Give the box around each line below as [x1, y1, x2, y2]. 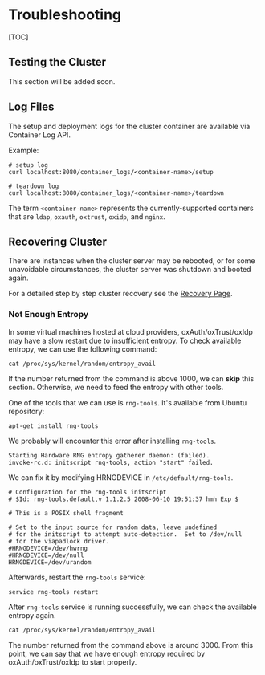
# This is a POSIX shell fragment [8, 509, 124, 517]
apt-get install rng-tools [8, 421, 99, 430]
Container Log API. [8, 130, 71, 140]
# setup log [8, 161, 48, 169]
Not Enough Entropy [8, 309, 89, 320]
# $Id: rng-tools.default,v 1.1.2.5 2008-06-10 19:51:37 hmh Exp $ [8, 495, 239, 503]
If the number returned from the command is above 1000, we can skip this [8, 373, 255, 383]
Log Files [8, 100, 55, 114]
